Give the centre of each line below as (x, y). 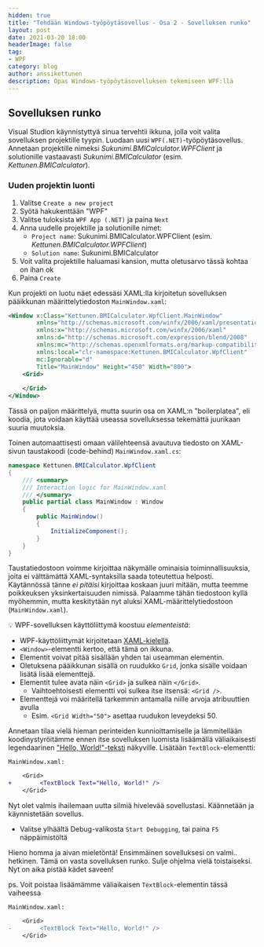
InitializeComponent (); (89, 531)
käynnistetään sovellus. (46, 814)
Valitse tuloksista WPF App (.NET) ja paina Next (94, 219)
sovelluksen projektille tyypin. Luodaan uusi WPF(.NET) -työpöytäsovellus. (126, 140)
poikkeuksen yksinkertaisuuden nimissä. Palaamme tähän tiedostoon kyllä (128, 593)
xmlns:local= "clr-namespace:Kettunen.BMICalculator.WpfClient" (142, 352)
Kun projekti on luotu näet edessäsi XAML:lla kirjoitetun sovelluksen (117, 293)
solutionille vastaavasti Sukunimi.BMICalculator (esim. (95, 157)
